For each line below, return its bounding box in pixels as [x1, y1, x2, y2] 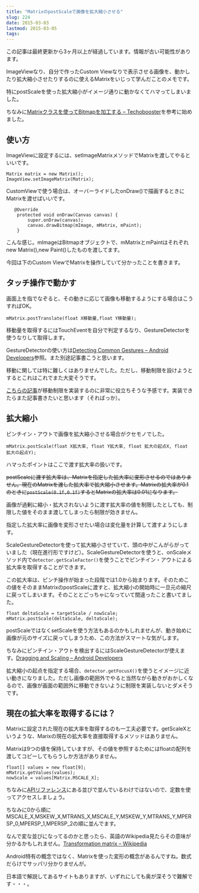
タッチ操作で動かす [6, 278, 77, 288]
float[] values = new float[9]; [6, 764, 86, 771]
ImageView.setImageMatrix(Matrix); [6, 176, 94, 182]
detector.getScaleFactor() [32, 557, 99, 563]
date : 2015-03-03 [6, 20, 49, 26]
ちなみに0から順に [6, 806, 52, 813]
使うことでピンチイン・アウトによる [103, 556, 192, 563]
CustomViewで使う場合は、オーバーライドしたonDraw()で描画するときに [6, 187, 185, 194]
